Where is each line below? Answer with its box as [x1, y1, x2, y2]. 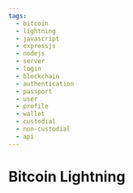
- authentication [15, 79, 75, 88]
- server [15, 58, 45, 66]
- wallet [15, 110, 45, 118]
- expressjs [15, 42, 57, 50]
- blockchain [15, 72, 60, 80]
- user [15, 95, 38, 103]
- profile [15, 102, 49, 110]
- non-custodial [15, 125, 71, 133]
